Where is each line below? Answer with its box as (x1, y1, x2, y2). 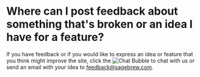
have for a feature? (6, 31, 104, 44)
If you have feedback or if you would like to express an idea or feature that (6, 50, 193, 57)
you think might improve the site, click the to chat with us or (6, 57, 195, 64)
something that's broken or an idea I (6, 17, 193, 31)
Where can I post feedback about (6, 4, 178, 18)
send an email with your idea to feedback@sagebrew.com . (6, 63, 154, 71)
